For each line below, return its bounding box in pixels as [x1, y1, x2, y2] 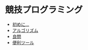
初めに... [12, 21, 29, 27]
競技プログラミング [5, 4, 83, 16]
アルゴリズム [12, 27, 38, 33]
